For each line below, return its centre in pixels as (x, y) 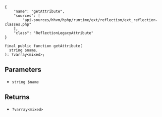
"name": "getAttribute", (39, 11)
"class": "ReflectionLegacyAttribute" (54, 33)
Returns (17, 97)
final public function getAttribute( (44, 46)
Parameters (23, 70)
